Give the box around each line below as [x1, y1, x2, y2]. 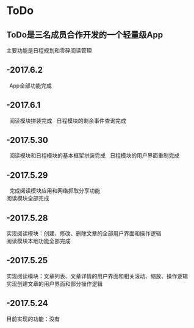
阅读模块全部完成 [6, 195, 49, 202]
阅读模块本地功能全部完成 [6, 238, 71, 245]
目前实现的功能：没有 [6, 315, 60, 323]
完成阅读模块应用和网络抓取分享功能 [9, 187, 101, 194]
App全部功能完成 [9, 82, 52, 89]
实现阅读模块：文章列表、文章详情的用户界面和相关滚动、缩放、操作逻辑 [6, 272, 188, 280]
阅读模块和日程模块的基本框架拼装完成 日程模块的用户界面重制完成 [9, 152, 180, 159]
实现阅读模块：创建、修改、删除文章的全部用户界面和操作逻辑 [6, 230, 162, 237]
